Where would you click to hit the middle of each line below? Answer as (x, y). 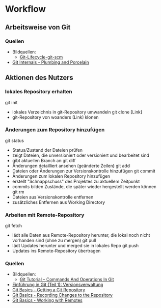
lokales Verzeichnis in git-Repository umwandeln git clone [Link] (77, 112)
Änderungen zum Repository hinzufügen (55, 130)
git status (14, 140)
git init (12, 102)
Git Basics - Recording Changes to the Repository (62, 295)
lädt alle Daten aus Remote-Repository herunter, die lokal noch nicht (81, 235)
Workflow (26, 9)
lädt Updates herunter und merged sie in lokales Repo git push (75, 246)
